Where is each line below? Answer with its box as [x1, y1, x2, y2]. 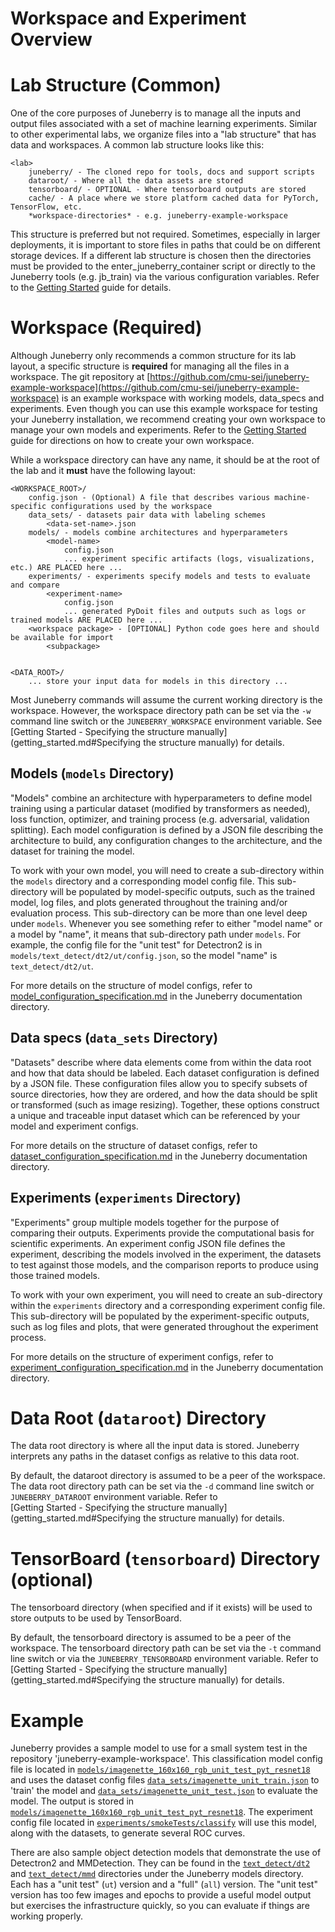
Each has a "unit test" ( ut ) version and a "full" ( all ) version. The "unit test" [10, 1878, 318, 1891]
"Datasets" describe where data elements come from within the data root [10, 1056, 312, 1068]
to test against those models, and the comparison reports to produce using [10, 1258, 319, 1271]
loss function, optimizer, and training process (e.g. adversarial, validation [10, 813, 310, 825]
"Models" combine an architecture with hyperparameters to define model [10, 792, 313, 804]
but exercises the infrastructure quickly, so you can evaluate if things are [10, 1900, 310, 1912]
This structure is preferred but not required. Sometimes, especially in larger [10, 228, 321, 241]
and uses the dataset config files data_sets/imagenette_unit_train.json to [10, 1774, 320, 1786]
